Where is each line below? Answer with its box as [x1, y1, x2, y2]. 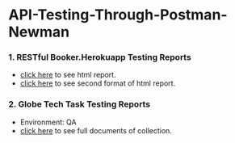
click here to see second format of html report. [19, 78, 176, 88]
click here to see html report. [19, 70, 116, 80]
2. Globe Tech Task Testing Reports [8, 99, 151, 110]
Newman [8, 23, 70, 41]
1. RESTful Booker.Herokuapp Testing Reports [8, 52, 191, 63]
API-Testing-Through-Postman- [8, 6, 228, 24]
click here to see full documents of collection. [19, 125, 172, 135]
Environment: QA [19, 117, 77, 127]
